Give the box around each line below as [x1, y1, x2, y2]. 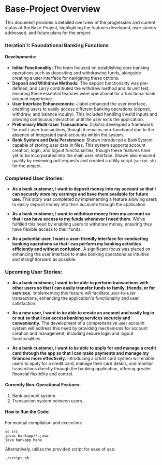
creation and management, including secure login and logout [12, 330, 133, 336]
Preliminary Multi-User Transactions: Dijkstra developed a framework [12, 121, 153, 127]
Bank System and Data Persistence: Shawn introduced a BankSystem [12, 137, 153, 143]
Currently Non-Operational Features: [5, 382, 81, 388]
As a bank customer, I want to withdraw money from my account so [12, 211, 150, 217]
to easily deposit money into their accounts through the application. [12, 202, 147, 207]
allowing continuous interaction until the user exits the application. [12, 117, 144, 122]
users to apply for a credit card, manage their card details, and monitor [12, 361, 153, 366]
